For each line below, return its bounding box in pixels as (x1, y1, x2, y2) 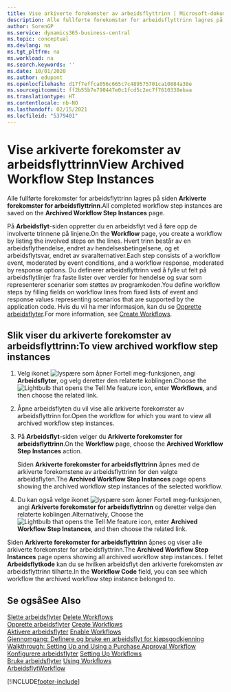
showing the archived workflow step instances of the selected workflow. (16, 482, 223, 490)
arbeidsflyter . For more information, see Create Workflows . (7, 310, 173, 318)
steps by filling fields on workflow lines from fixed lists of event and (7, 288, 198, 296)
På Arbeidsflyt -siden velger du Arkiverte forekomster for (16, 433, 183, 441)
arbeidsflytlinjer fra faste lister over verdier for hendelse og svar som (7, 273, 202, 281)
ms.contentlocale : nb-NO (7, 100, 78, 107)
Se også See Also (7, 594, 81, 606)
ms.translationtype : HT (7, 94, 76, 100)
